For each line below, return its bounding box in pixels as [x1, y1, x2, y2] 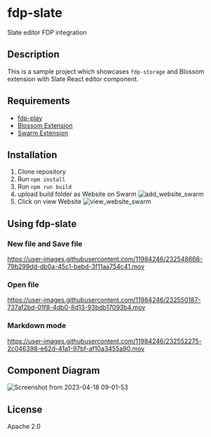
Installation [7, 149, 57, 161]
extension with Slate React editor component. [7, 74, 139, 83]
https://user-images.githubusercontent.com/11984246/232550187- [7, 296, 201, 304]
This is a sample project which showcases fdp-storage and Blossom [7, 67, 205, 75]
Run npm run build [17, 183, 72, 191]
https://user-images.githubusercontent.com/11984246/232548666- [7, 255, 203, 263]
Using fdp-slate [7, 218, 77, 230]
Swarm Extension [17, 129, 69, 137]
